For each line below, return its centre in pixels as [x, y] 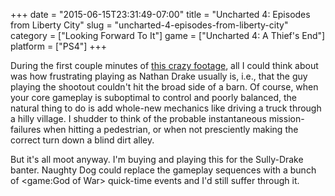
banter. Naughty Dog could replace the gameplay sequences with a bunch [163, 170]
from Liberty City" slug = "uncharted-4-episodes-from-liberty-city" [149, 25]
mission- [286, 118]
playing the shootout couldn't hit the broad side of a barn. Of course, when [164, 87]
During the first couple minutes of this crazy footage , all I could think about [164, 65]
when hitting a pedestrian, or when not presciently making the [171, 129]
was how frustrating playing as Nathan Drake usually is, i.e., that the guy [159, 76]
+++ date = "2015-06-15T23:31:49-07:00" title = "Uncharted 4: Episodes [160, 14]
